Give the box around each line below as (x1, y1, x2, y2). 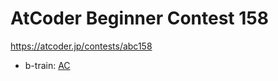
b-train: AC (24, 59, 71, 71)
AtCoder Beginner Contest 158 (10, 7, 269, 30)
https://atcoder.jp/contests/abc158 (10, 40, 153, 52)
